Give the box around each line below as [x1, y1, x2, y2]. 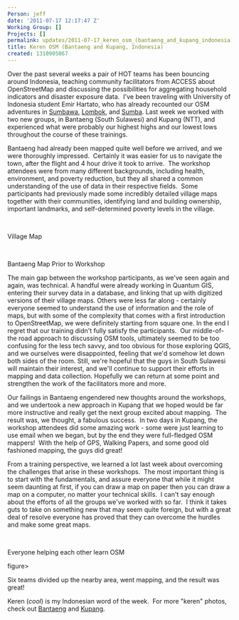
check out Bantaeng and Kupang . [7, 604, 105, 613]
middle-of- [192, 326, 224, 335]
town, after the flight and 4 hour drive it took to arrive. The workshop [7, 159, 211, 167]
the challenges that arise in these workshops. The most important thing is [7, 467, 225, 475]
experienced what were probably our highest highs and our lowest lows [7, 122, 218, 131]
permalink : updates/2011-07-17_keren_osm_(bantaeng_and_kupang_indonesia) [7, 37, 234, 44]
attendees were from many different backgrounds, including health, [7, 167, 205, 175]
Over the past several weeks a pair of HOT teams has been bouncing [7, 69, 210, 78]
